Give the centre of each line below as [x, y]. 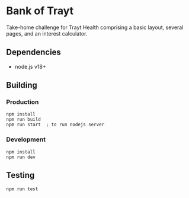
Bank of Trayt [40, 11]
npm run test [22, 189]
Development [26, 139]
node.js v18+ [30, 66]
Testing [20, 175]
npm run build [24, 120]
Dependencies [33, 52]
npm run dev [21, 157]
